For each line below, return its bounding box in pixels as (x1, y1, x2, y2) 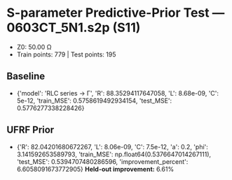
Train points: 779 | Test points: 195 (16, 50, 116, 59)
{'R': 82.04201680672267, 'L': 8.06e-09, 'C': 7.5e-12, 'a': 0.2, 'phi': (16, 142, 208, 151)
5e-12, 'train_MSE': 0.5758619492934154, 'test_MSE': (16, 96, 172, 105)
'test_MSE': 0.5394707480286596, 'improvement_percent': (16, 157, 189, 165)
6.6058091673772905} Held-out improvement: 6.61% (16, 165, 175, 173)
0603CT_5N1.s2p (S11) (6, 20, 141, 36)
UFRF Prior (6, 124, 55, 136)
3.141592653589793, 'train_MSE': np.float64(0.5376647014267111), (16, 150, 212, 158)
